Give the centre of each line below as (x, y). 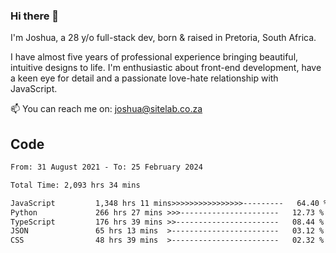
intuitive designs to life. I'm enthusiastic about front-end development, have (166, 68)
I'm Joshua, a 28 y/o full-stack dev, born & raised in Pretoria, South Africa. (163, 38)
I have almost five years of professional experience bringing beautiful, (154, 57)
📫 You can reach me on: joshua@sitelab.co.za (106, 109)
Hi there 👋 (35, 16)
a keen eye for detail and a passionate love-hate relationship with (144, 78)
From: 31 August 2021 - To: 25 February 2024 (106, 167)
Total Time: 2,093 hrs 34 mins (75, 185)
